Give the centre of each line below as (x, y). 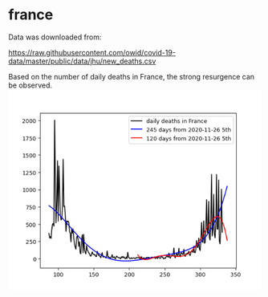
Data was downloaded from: (55, 37)
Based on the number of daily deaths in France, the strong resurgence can (132, 76)
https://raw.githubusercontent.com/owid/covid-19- (92, 52)
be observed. (30, 85)
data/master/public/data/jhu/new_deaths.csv (82, 61)
